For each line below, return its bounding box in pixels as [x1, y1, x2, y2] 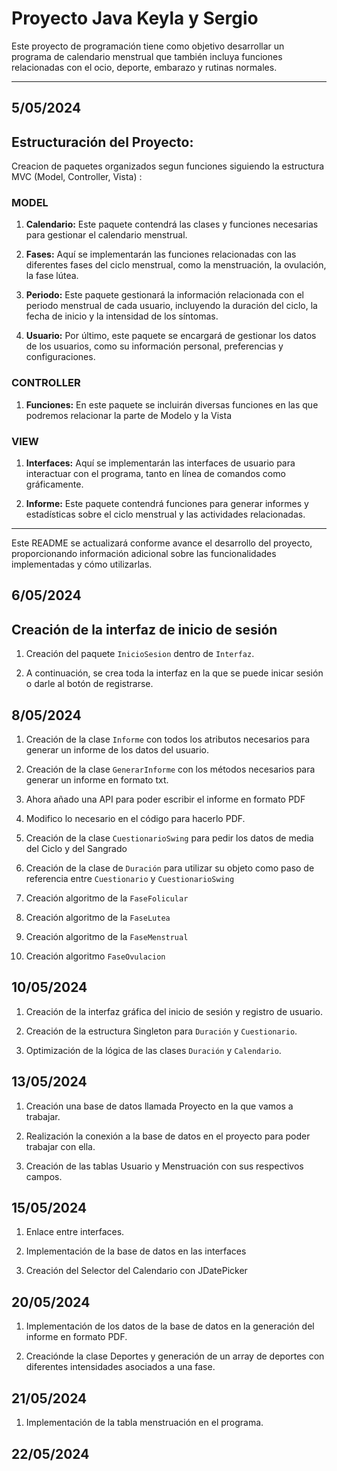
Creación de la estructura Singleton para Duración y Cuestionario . [25, 1025, 298, 1037]
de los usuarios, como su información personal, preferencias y [25, 340, 284, 352]
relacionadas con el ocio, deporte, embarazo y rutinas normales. [11, 61, 278, 73]
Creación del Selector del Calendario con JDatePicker [25, 1265, 248, 1277]
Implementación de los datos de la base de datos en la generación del [25, 1320, 315, 1332]
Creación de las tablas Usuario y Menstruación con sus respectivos [25, 1160, 304, 1172]
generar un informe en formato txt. [25, 774, 169, 786]
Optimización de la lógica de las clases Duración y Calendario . [25, 1044, 282, 1056]
